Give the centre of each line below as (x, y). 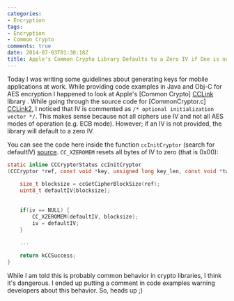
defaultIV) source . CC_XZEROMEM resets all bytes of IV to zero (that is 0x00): (113, 152)
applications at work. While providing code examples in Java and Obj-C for (115, 86)
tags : (15, 27)
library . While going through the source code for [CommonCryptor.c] (107, 101)
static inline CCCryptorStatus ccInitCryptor (74, 165)
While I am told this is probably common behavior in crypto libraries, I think (115, 275)
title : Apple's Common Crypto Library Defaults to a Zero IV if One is (113, 59)
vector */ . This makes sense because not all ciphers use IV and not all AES (116, 116)
